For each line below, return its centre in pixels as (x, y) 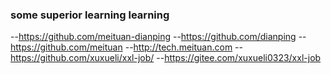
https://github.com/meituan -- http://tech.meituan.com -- (126, 47)
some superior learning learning (90, 15)
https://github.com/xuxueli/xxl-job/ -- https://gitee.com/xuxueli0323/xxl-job (166, 58)
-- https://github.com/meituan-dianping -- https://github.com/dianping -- (158, 37)
